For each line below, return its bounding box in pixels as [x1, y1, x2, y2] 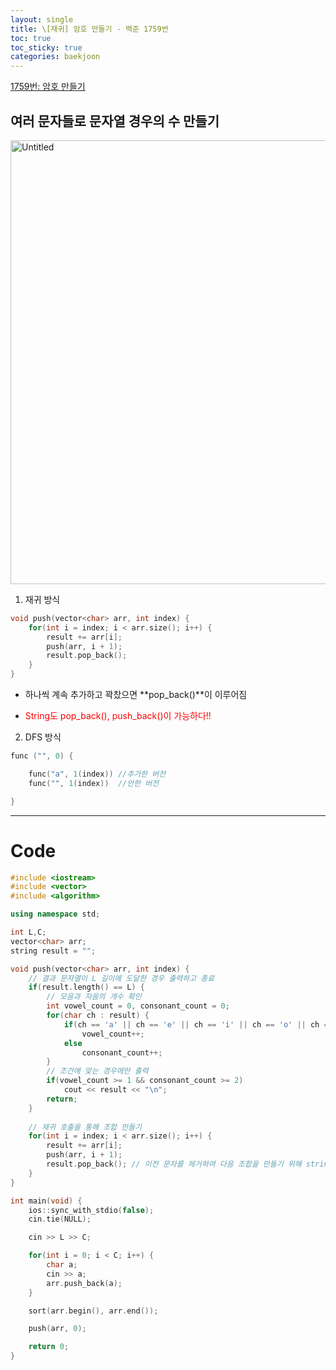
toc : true [10, 33, 52, 43]
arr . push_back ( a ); [46, 1278, 123, 1288]
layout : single [10, 14, 74, 25]
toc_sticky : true [10, 42, 83, 53]
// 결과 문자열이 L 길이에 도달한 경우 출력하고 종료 [28, 973, 215, 983]
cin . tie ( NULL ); [28, 1214, 92, 1225]
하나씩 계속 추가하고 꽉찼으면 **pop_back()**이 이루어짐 [24, 689, 248, 701]
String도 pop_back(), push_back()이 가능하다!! [24, 710, 212, 722]
